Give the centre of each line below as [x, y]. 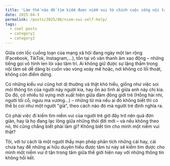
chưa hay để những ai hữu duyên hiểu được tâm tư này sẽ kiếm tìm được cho [85, 147]
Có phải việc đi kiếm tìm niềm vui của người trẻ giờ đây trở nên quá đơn [79, 115]
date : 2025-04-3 [22, 15]
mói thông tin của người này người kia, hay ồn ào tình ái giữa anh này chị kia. [85, 89]
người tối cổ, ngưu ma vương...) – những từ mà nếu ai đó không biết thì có [82, 100]
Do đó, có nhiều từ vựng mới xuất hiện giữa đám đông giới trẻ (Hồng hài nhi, [84, 95]
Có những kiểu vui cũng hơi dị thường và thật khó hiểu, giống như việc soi [82, 84]
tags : [11, 24]
